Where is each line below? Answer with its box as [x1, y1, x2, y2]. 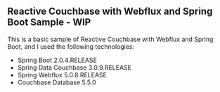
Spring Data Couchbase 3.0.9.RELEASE [17, 63, 132, 72]
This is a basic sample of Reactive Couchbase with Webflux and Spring [7, 35, 214, 43]
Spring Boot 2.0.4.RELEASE [17, 56, 97, 64]
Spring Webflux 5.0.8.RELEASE [17, 70, 108, 79]
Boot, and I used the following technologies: [7, 42, 135, 51]
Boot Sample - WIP [7, 17, 91, 29]
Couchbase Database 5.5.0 [17, 78, 96, 86]
